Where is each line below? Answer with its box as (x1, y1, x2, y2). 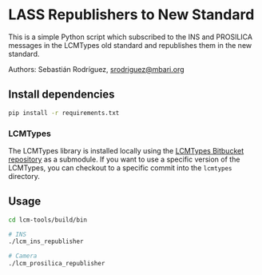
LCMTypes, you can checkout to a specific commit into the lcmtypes (8, 162, 233, 173)
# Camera (8, 252, 38, 261)
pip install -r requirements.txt (8, 109, 120, 117)
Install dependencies (8, 88, 115, 102)
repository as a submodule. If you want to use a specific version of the (8, 154, 240, 164)
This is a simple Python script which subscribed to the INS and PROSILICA (8, 32, 253, 42)
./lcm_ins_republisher (8, 237, 84, 245)
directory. (8, 171, 40, 181)
